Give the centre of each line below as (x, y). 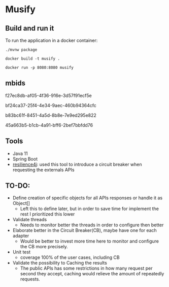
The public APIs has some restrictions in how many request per (86, 268)
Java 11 (20, 153)
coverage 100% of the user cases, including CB (70, 257)
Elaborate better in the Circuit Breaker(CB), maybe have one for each (85, 230)
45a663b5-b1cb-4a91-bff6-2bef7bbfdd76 (49, 125)
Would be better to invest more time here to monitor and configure (89, 241)
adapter (21, 236)
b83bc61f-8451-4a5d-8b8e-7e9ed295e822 (51, 115)
